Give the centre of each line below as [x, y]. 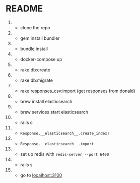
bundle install [34, 49]
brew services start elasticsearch [54, 112]
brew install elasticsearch [46, 101]
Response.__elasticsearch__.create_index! [65, 133]
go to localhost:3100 [41, 175]
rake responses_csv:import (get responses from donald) [78, 91]
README [24, 9]
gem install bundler [40, 38]
